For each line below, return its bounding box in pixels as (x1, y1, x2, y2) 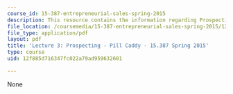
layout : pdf (7, 36, 42, 43)
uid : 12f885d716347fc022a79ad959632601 (7, 55, 123, 62)
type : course (7, 49, 45, 56)
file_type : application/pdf (7, 29, 89, 37)
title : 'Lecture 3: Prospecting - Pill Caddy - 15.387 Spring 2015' (7, 42, 209, 49)
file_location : (7, 23, 51, 30)
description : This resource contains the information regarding (7, 17, 197, 23)
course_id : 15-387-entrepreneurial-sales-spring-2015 (7, 10, 166, 17)
